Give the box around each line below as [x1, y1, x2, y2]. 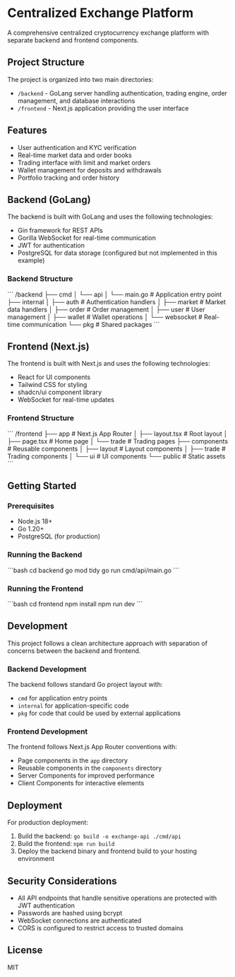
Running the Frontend [7, 584, 83, 594]
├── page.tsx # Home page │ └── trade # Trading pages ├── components [7, 437, 228, 445]
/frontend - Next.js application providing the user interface [17, 104, 189, 112]
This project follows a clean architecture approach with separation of [7, 639, 208, 647]
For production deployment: [7, 819, 88, 827]
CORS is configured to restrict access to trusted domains [17, 924, 183, 932]
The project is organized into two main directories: [7, 75, 154, 83]
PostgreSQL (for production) [17, 532, 101, 540]
